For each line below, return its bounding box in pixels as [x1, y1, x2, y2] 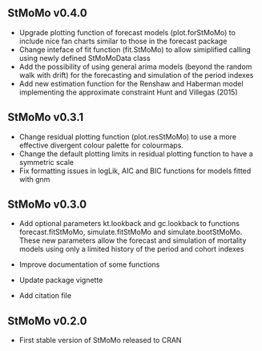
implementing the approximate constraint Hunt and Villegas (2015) [18, 87, 238, 97]
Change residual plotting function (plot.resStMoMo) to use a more [18, 131, 237, 141]
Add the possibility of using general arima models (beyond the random [18, 62, 252, 71]
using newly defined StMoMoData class [18, 53, 151, 63]
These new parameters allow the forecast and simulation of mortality [18, 236, 247, 245]
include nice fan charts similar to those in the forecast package [18, 36, 228, 46]
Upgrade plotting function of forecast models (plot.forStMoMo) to [18, 27, 236, 37]
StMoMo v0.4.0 [7, 6, 87, 20]
